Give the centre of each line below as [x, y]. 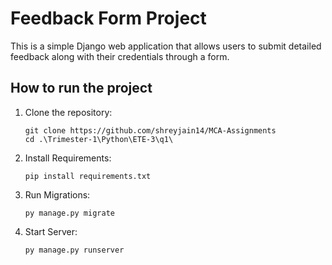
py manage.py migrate [69, 213]
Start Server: [51, 231]
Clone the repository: [68, 112]
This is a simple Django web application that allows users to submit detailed [166, 46]
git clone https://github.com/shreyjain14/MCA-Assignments [150, 130]
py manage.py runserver [74, 250]
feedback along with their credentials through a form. [120, 56]
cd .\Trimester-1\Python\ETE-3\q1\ [99, 139]
